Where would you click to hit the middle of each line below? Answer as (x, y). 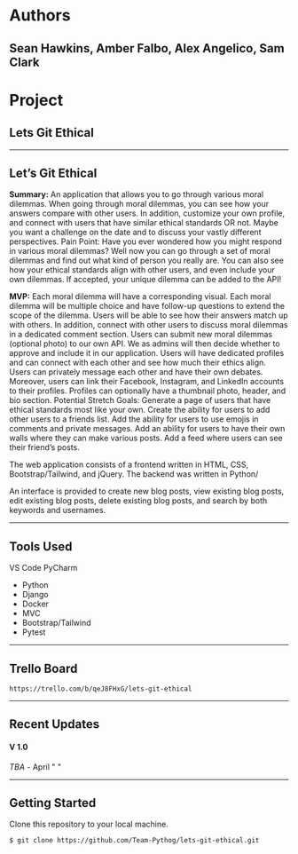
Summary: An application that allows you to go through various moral (137, 194)
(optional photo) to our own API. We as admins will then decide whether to (145, 344)
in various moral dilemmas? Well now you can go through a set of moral (140, 251)
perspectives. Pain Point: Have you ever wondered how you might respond (145, 241)
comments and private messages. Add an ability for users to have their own (147, 429)
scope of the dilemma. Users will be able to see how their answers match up (149, 315)
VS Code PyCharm (43, 568)
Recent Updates (55, 724)
